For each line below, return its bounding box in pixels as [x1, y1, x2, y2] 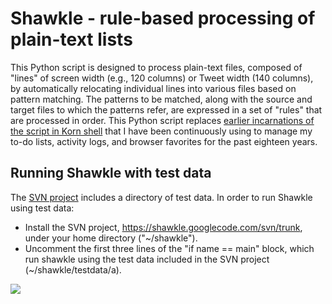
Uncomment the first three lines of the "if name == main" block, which [24, 242, 315, 254]
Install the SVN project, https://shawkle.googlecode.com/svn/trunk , [24, 221, 303, 233]
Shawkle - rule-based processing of [10, 7, 316, 30]
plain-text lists [10, 28, 133, 51]
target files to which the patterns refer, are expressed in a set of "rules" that [10, 103, 323, 116]
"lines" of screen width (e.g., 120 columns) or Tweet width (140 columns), [10, 72, 314, 84]
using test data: [10, 202, 75, 214]
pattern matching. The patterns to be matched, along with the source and [10, 93, 313, 105]
